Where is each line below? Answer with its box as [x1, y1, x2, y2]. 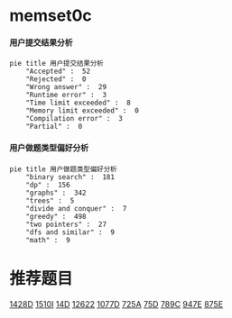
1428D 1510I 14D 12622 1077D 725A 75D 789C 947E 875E [9, 298, 224, 309]
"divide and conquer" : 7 [25, 204, 127, 213]
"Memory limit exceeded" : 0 [25, 106, 140, 115]
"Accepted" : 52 [25, 67, 91, 77]
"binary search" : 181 [25, 172, 116, 181]
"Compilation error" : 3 [25, 114, 124, 123]
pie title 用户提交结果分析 [9, 59, 104, 68]
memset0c [9, 5, 92, 26]
